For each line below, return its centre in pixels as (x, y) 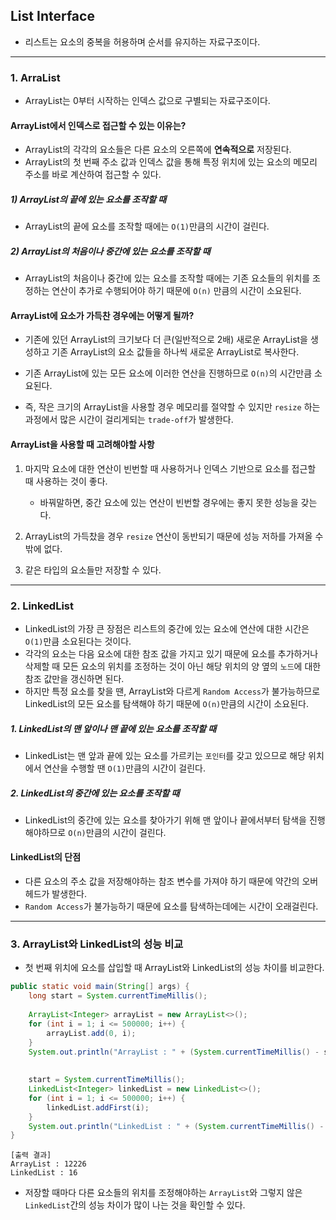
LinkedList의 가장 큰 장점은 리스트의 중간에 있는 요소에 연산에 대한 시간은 (167, 628)
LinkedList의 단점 (46, 857)
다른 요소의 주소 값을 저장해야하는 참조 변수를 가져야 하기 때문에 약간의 (162, 881)
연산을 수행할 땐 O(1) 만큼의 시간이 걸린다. (124, 768)
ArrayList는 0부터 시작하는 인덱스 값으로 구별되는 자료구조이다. (147, 101)
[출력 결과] (31, 1155)
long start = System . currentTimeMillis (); (118, 996)
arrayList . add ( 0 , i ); (91, 1033)
